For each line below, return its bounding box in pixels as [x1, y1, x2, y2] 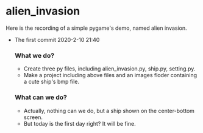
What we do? [14, 51, 55, 60]
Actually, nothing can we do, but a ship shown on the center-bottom [23, 107, 194, 114]
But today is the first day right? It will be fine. [23, 120, 136, 127]
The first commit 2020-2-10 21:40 [14, 36, 100, 43]
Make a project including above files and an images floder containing [23, 72, 198, 79]
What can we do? [14, 93, 68, 101]
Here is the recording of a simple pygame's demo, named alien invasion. [5, 24, 187, 32]
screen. [23, 114, 43, 121]
